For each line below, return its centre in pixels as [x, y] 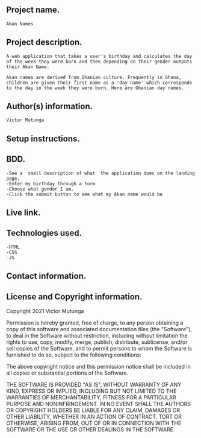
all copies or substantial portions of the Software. [67, 373]
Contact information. [46, 276]
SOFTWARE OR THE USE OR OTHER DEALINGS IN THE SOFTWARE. [91, 430]
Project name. [33, 10]
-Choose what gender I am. [40, 189]
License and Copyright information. [74, 297]
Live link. [23, 213]
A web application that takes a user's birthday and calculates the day [99, 56]
